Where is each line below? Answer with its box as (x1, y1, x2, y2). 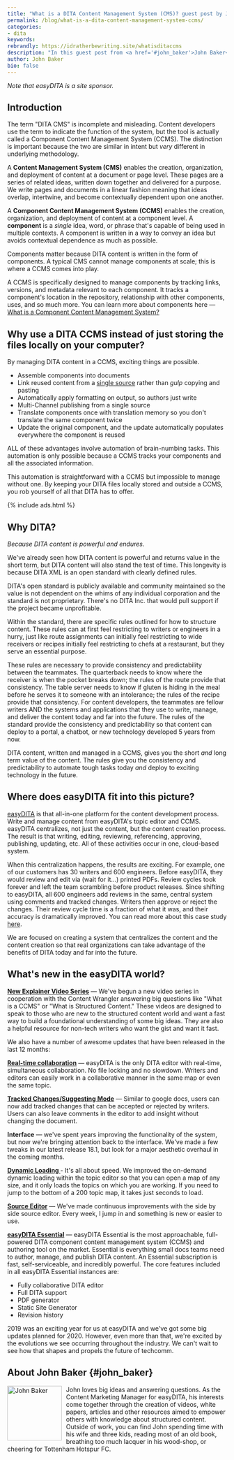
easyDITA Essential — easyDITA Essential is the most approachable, (7, 1230, 205, 1238)
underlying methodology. (7, 150, 79, 158)
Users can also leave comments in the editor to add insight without (7, 1109, 199, 1118)
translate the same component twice (17, 416, 123, 424)
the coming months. (7, 1152, 65, 1161)
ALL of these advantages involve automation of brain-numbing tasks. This (7, 444, 219, 453)
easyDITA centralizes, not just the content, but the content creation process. (7, 824, 226, 832)
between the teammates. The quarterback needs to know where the (7, 668, 203, 677)
